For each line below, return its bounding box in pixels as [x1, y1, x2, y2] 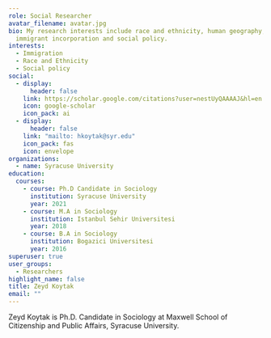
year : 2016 [29, 245, 67, 253]
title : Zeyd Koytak [8, 282, 74, 291]
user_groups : [8, 260, 53, 268]
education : [8, 170, 45, 178]
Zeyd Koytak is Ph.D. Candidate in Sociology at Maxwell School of [8, 312, 228, 322]
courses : [15, 177, 45, 186]
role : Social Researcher [8, 11, 92, 20]
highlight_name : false [8, 275, 85, 283]
